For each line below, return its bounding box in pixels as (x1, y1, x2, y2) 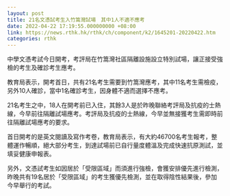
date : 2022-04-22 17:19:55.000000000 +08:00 (7, 23, 136, 29)
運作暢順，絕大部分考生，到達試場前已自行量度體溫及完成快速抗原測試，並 (12, 141, 223, 150)
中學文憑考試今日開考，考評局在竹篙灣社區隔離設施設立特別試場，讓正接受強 (7, 55, 223, 64)
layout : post (7, 10, 44, 17)
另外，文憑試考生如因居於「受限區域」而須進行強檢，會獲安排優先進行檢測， (7, 165, 223, 173)
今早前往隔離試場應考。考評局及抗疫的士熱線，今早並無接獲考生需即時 (18, 110, 217, 118)
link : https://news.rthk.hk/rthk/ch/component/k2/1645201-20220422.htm (7, 29, 216, 36)
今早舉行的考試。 (7, 182, 55, 190)
